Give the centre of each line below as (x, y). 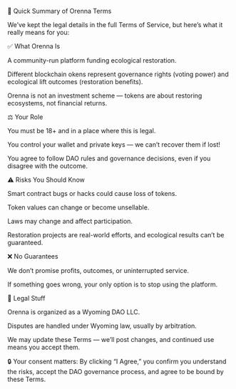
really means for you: (39, 32)
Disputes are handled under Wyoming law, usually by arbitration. (102, 326)
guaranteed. (25, 243)
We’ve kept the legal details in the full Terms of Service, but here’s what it (115, 25)
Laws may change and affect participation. (70, 221)
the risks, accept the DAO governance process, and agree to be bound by (116, 372)
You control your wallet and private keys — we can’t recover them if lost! (114, 145)
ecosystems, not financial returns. (57, 103)
